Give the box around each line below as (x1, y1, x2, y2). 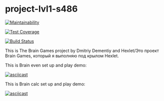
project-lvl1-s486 (5, 3, 78, 15)
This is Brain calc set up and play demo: (5, 81, 85, 87)
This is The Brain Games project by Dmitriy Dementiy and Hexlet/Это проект (5, 48, 160, 53)
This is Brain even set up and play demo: (5, 62, 87, 68)
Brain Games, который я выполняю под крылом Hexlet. (5, 52, 119, 59)
